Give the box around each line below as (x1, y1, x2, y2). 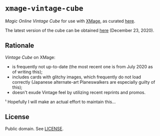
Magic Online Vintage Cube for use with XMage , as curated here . (5, 18, 136, 24)
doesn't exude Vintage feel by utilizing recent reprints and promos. (12, 89, 146, 95)
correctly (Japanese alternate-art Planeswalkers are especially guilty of (12, 79, 155, 85)
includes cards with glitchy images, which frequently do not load (12, 74, 142, 80)
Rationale (5, 42, 34, 50)
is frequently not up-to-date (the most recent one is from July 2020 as (12, 63, 153, 69)
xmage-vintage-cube (5, 4, 83, 13)
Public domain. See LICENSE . (5, 125, 64, 132)
